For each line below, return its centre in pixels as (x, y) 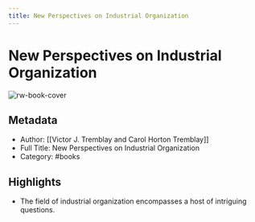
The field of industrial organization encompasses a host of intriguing (133, 201)
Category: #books (50, 157)
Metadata (33, 120)
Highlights (35, 182)
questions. (37, 210)
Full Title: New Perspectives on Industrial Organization (109, 148)
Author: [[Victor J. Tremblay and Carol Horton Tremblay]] (114, 140)
